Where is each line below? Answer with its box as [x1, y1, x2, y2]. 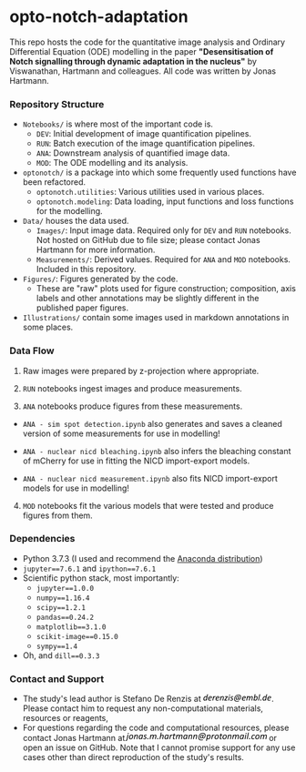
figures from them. [22, 510, 93, 521]
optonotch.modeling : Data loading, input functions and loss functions [36, 196, 294, 207]
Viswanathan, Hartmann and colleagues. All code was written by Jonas [9, 66, 276, 76]
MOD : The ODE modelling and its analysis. [36, 157, 189, 168]
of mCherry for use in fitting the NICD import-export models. [22, 455, 250, 466]
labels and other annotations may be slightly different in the [36, 293, 260, 304]
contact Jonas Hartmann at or [22, 733, 278, 744]
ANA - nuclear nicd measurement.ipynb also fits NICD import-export [22, 472, 278, 483]
